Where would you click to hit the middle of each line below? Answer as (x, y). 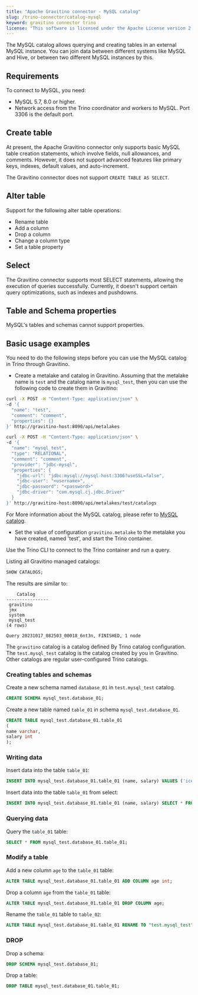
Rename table (31, 222)
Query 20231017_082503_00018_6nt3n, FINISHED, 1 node (74, 636)
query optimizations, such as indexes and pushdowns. (72, 292)
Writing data (24, 757)
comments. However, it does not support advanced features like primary (94, 160)
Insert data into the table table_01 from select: (62, 792)
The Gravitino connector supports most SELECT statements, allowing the (95, 280)
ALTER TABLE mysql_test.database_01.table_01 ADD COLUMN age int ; (89, 881)
